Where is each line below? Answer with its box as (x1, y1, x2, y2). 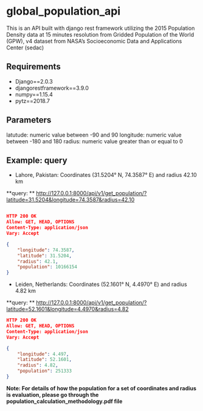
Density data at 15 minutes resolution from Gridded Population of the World (6, 30, 194, 38)
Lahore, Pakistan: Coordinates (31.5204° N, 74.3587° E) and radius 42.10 (15, 171, 198, 179)
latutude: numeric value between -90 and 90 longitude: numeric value (6, 131, 182, 138)
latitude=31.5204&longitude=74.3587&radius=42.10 (6, 196, 135, 204)
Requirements (6, 62, 61, 72)
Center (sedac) (6, 44, 44, 51)
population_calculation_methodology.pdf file (6, 398, 123, 405)
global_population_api (6, 4, 121, 18)
